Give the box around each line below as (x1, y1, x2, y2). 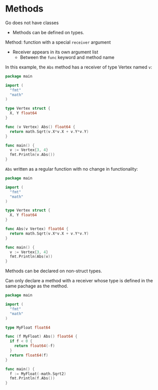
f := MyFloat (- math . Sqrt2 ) (10, 371, 66, 376)
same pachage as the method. (5, 283, 68, 289)
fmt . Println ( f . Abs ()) (10, 376, 55, 381)
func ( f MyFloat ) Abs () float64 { (5, 334, 78, 339)
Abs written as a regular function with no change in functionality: (5, 166, 138, 172)
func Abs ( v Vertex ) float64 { (5, 226, 69, 231)
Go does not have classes (5, 20, 59, 26)
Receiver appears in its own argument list (12, 49, 99, 55)
